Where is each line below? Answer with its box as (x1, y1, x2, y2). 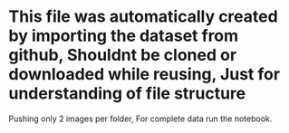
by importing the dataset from (8, 25, 239, 46)
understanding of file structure (8, 83, 246, 104)
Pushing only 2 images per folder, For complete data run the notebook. (8, 113, 273, 124)
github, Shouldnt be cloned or (8, 45, 237, 65)
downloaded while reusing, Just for (8, 64, 281, 85)
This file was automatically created (8, 6, 278, 27)
